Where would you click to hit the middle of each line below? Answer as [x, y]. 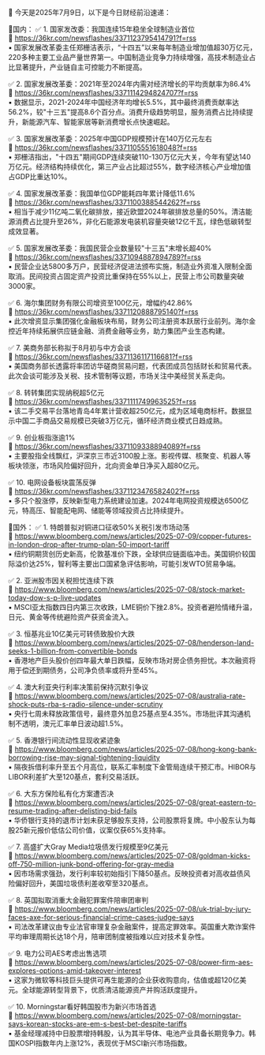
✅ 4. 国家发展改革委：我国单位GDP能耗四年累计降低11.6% [102, 193]
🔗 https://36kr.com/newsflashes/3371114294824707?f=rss [103, 93]
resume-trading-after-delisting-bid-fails [73, 811]
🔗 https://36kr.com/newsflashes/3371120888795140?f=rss [103, 312]
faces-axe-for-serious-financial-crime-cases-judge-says [101, 917]
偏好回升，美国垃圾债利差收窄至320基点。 [84, 883]
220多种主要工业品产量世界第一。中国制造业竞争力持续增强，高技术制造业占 [132, 57]
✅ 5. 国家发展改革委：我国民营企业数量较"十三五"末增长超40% [110, 248]
